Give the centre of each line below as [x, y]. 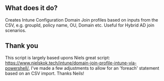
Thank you [22, 46]
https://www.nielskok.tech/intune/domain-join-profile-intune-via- [71, 63]
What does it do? [31, 8]
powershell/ [17, 68]
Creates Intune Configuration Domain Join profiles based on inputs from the [82, 20]
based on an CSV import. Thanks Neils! [45, 73]
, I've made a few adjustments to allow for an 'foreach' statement [94, 68]
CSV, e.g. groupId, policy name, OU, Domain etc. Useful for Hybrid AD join [80, 25]
